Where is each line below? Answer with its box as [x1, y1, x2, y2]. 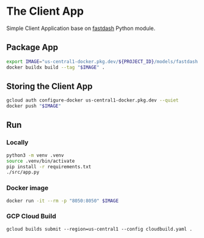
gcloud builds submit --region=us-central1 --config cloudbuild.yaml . [6, 226, 192, 232]
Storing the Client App [6, 81, 93, 91]
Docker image [6, 184, 49, 192]
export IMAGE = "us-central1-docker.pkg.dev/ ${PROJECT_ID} [6, 58, 155, 65]
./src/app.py [6, 169, 40, 176]
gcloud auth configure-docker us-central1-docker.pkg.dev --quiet [6, 97, 179, 103]
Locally [6, 138, 29, 147]
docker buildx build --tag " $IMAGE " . [6, 64, 105, 70]
